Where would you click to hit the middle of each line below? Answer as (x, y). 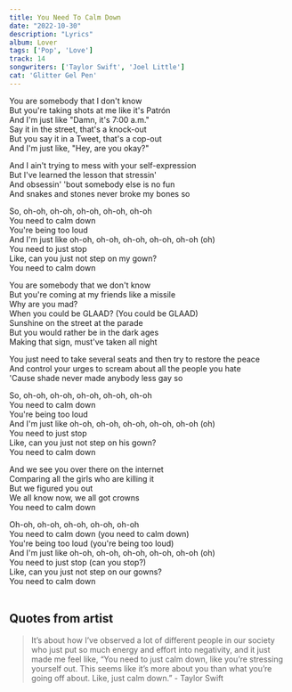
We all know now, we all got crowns (74, 497)
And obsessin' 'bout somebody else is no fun (92, 184)
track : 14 (28, 59)
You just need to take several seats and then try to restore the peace (135, 359)
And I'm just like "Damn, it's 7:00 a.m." (79, 119)
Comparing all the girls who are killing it (81, 478)
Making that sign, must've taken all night (83, 342)
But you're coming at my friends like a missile (93, 294)
